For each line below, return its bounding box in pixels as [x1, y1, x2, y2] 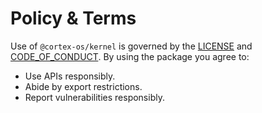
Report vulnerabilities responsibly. [24, 91, 165, 103]
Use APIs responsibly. [24, 70, 116, 82]
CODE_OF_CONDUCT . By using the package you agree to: [10, 50, 250, 62]
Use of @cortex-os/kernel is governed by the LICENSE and [10, 40, 253, 52]
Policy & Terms [10, 7, 137, 30]
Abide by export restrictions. [24, 80, 143, 92]
